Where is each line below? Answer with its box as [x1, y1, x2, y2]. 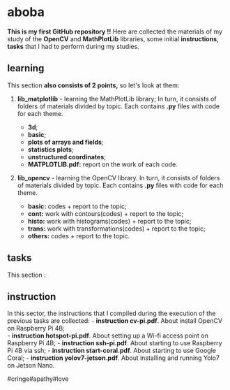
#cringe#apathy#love [7, 375, 69, 383]
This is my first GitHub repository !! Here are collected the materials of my [7, 27, 223, 36]
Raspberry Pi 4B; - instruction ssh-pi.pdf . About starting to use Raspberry [7, 339, 222, 347]
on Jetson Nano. [7, 361, 55, 370]
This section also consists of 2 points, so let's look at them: [7, 81, 180, 89]
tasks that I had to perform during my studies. [7, 42, 139, 50]
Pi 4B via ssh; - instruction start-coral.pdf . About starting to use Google [7, 347, 216, 355]
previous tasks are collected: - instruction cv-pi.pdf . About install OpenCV [7, 317, 223, 325]
